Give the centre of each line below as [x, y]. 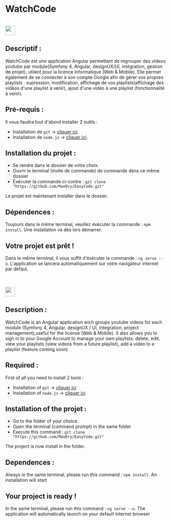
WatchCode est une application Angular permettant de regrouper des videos [85, 61]
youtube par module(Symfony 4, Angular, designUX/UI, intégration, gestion [84, 66]
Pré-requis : [25, 109]
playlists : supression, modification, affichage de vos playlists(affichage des [85, 83]
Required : [22, 365]
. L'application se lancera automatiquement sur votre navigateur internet [83, 264]
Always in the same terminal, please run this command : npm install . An [81, 475]
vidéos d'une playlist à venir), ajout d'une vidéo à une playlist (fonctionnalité [85, 88]
